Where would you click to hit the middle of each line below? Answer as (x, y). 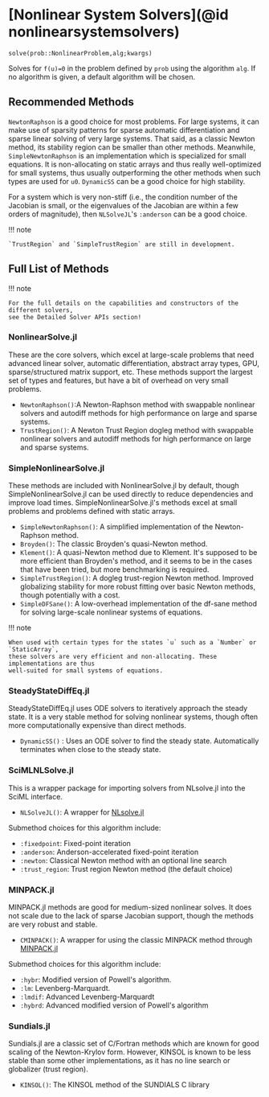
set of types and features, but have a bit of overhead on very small (118, 380)
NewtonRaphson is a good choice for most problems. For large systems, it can (134, 121)
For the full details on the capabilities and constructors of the (124, 303)
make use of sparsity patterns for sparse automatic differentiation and (124, 129)
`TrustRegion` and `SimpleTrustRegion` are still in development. (122, 244)
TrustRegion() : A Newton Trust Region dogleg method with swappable (137, 430)
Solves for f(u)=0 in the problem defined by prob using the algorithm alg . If (132, 68)
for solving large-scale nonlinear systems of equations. (111, 612)
